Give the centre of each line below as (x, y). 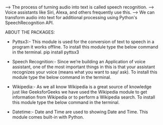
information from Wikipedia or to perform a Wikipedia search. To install (83, 97)
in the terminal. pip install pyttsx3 (46, 52)
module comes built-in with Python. (48, 117)
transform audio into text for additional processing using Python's (71, 17)
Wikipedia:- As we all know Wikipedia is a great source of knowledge (82, 87)
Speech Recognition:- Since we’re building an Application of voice (79, 62)
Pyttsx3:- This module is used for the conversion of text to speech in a (83, 42)
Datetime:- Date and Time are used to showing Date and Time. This (80, 112)
